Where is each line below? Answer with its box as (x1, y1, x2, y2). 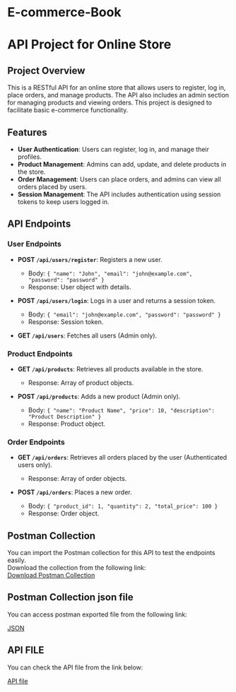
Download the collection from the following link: (7, 563, 146, 572)
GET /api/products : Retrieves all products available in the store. (17, 364, 203, 373)
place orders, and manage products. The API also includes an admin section (7, 91, 230, 100)
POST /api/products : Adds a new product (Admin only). (17, 392, 181, 400)
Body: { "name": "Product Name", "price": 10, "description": (28, 405, 216, 414)
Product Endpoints (7, 349, 73, 359)
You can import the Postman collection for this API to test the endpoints (7, 549, 216, 557)
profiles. (17, 153, 42, 161)
